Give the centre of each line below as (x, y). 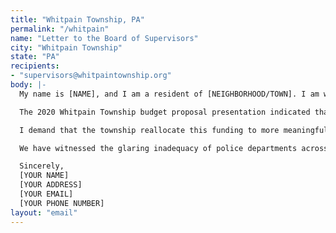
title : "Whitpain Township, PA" (77, 19)
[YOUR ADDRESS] (51, 185)
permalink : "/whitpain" (60, 29)
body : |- (28, 85)
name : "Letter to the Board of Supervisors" (104, 38)
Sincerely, (42, 166)
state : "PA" (35, 57)
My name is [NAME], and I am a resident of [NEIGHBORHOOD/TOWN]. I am (169, 94)
